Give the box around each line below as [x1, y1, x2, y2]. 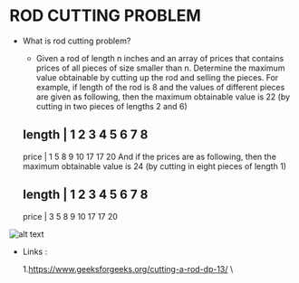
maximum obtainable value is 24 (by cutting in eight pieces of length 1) [22, 160, 287, 172]
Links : [22, 246, 48, 257]
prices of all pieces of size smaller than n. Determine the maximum [35, 62, 285, 73]
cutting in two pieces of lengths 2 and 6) [35, 100, 188, 111]
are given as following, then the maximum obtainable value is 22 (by [35, 91, 291, 102]
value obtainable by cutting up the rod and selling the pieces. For [35, 71, 279, 82]
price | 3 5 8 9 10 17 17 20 [22, 211, 118, 222]
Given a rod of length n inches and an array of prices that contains [35, 52, 285, 63]
